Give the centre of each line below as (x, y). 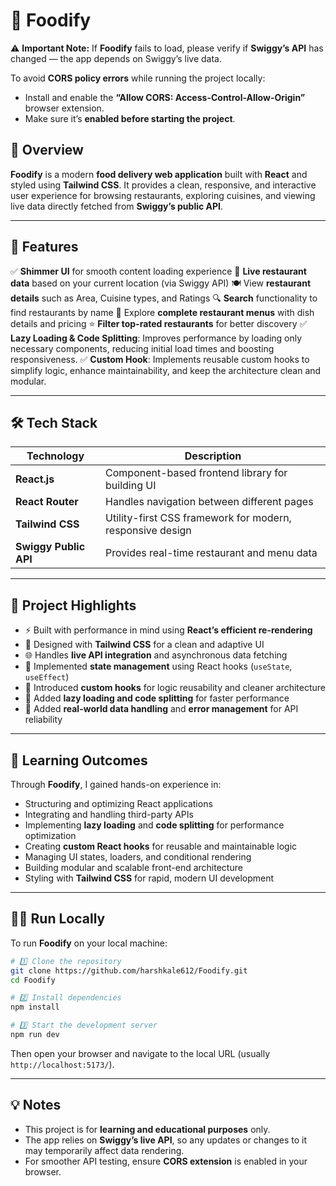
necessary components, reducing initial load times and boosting (142, 348)
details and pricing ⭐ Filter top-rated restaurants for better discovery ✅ (159, 323)
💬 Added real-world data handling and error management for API (161, 709)
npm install (35, 1007)
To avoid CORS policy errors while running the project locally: (138, 78)
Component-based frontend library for (196, 473)
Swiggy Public (50, 547)
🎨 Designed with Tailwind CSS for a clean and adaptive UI (144, 645)
